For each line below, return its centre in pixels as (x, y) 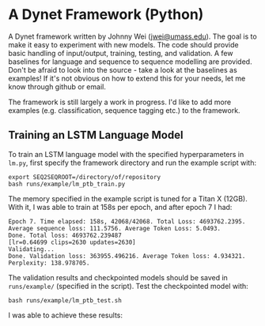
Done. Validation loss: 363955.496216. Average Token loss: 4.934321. (127, 256)
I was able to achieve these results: (65, 315)
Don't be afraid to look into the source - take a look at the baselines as (123, 69)
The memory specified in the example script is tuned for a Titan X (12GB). (128, 198)
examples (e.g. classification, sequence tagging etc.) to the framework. (124, 110)
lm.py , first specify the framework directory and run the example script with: (132, 163)
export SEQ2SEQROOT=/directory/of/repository (84, 177)
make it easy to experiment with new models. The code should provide (123, 44)
